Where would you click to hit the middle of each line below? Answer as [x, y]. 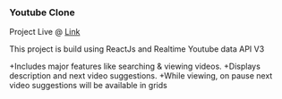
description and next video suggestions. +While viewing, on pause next [141, 76]
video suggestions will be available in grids [88, 86]
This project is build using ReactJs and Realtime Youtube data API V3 [137, 49]
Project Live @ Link [45, 32]
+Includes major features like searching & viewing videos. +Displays [135, 66]
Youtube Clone [42, 12]
